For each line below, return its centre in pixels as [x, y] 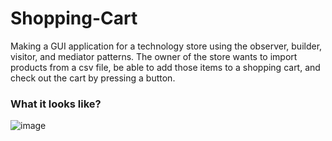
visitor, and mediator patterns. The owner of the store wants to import [154, 56]
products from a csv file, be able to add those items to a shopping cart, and [165, 67]
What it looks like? [56, 104]
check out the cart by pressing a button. [93, 78]
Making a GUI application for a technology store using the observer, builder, [166, 46]
